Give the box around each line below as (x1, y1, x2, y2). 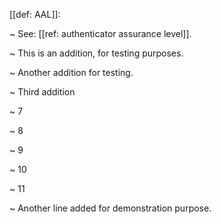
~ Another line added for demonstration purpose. (9, 202, 212, 214)
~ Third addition (9, 86, 76, 98)
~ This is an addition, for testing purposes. (9, 47, 184, 59)
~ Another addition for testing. (9, 67, 134, 78)
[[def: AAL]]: (9, 9, 61, 20)
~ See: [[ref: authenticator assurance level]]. (9, 28, 192, 39)
